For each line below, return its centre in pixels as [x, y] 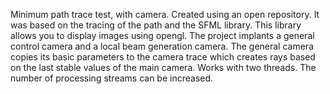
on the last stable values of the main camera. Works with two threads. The [163, 67]
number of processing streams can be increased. [112, 78]
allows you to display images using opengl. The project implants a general [162, 35]
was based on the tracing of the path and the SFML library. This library [156, 25]
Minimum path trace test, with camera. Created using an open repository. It [165, 14]
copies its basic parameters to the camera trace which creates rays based [163, 57]
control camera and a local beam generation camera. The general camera [162, 46]
